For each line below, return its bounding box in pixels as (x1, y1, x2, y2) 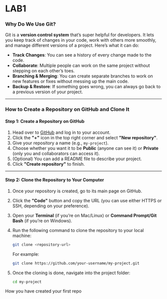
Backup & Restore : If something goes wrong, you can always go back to (12, 84, 161, 90)
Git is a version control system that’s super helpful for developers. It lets (5, 32, 154, 38)
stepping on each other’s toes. (12, 68, 75, 74)
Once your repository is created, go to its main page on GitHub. (12, 188, 143, 194)
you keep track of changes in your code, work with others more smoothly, (5, 37, 157, 43)
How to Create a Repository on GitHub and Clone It (5, 106, 130, 113)
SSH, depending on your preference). (12, 203, 89, 209)
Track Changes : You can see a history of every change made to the (12, 52, 152, 58)
